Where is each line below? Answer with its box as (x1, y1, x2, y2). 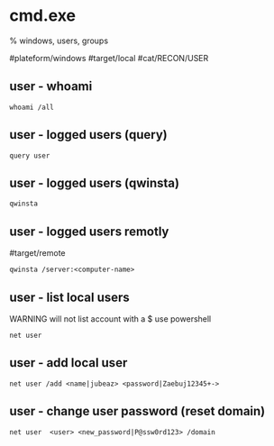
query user (9, 150, 50, 160)
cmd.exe (9, 5, 77, 26)
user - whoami (9, 78, 93, 95)
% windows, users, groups (9, 35, 109, 46)
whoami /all (9, 103, 54, 112)
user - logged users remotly (9, 223, 169, 239)
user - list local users (9, 289, 131, 305)
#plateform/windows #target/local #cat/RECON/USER (9, 52, 209, 63)
